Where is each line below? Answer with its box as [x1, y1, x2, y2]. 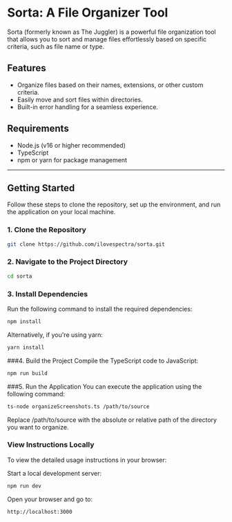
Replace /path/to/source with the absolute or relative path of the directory [7, 416, 217, 424]
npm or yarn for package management [17, 155, 128, 164]
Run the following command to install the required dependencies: [7, 305, 193, 313]
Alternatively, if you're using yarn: [7, 330, 104, 339]
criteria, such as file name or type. [7, 42, 105, 50]
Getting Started [7, 182, 75, 194]
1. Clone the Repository [7, 225, 86, 235]
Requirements [7, 123, 69, 135]
